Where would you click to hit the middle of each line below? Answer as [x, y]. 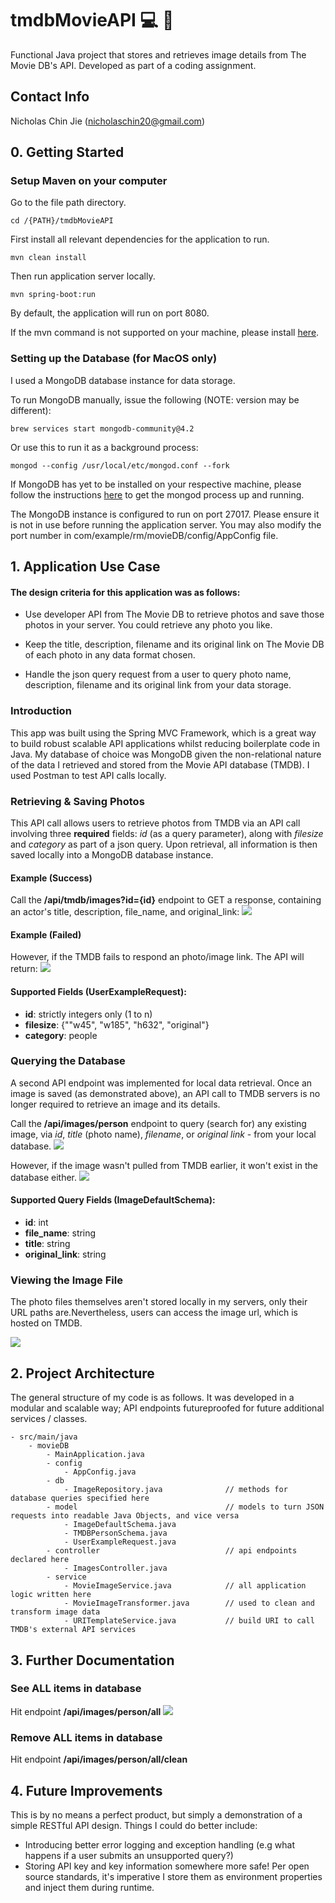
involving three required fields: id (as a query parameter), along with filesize [167, 833]
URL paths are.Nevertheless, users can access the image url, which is [154, 1313]
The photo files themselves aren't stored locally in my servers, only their [159, 1302]
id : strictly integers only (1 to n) [88, 1014]
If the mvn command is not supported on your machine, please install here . [165, 333]
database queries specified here [80, 1498]
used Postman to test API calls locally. [88, 775]
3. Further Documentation [92, 1660]
